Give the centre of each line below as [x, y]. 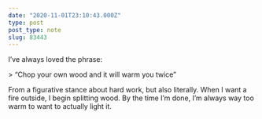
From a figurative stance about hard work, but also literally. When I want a [127, 90]
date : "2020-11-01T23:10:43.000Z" [65, 15]
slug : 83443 [28, 37]
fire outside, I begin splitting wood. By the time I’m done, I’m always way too [131, 98]
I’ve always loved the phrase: [55, 59]
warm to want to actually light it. [60, 106]
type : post [26, 23]
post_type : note [35, 30]
